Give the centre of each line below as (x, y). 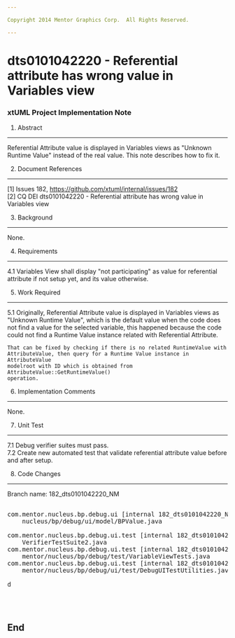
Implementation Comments (56, 392)
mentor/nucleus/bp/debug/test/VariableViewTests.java (116, 557)
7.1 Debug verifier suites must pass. (58, 445)
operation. (23, 379)
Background (35, 217)
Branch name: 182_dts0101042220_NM (63, 494)
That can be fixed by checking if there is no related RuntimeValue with (117, 348)
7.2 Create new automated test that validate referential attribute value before (117, 453)
